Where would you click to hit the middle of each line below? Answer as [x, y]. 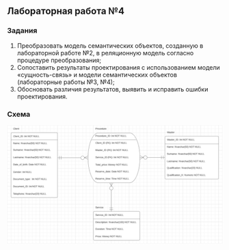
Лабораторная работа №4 [66, 11]
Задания [22, 31]
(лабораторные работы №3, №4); [66, 82]
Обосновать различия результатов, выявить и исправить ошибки [112, 89]
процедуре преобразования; [59, 60]
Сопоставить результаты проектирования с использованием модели [118, 67]
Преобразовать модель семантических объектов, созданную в [110, 45]
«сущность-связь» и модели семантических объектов [97, 74]
